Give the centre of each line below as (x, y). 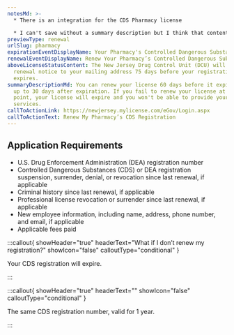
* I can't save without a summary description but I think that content (121, 33)
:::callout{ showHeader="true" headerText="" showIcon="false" (99, 290)
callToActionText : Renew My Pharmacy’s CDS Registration (92, 117)
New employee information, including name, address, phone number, (116, 214)
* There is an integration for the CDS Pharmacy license (98, 20)
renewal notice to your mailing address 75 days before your (104, 72)
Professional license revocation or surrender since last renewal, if (111, 199)
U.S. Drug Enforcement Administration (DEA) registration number (110, 162)
